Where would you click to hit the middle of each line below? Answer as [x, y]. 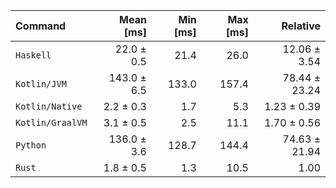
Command [41, 26]
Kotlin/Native [49, 106]
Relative [301, 26]
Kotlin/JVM [41, 84]
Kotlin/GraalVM [51, 122]
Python [31, 145]
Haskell [33, 55]
